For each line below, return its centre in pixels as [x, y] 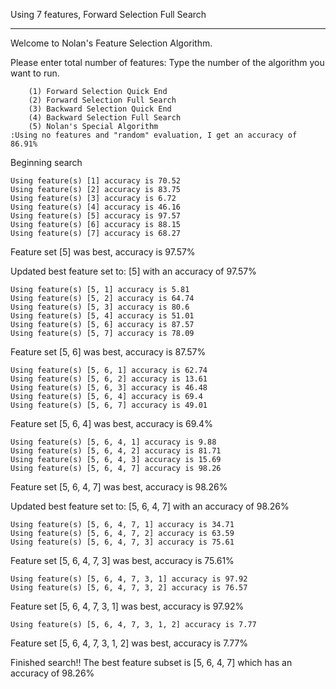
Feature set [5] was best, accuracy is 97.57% [103, 252]
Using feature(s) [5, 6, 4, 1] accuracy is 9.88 [113, 442]
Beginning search [46, 162]
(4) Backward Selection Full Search [105, 118]
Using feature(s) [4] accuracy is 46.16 [96, 207]
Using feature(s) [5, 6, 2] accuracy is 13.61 [109, 379]
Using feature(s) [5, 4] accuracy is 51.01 [102, 316]
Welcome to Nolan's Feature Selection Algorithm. [111, 43]
